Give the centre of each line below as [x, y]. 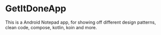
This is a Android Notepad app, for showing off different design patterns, [80, 22]
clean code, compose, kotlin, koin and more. [51, 27]
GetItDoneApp [36, 9]
